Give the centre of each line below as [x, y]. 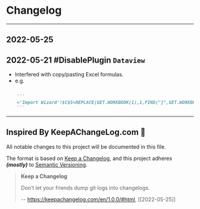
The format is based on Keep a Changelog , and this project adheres [89, 158]
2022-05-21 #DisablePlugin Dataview [76, 60]
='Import [28, 103]
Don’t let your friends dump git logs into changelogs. [85, 188]
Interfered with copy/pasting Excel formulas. [69, 75]
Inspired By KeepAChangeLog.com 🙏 [76, 132]
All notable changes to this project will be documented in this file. [86, 146]
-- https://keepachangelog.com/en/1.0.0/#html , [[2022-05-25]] [98, 199]
